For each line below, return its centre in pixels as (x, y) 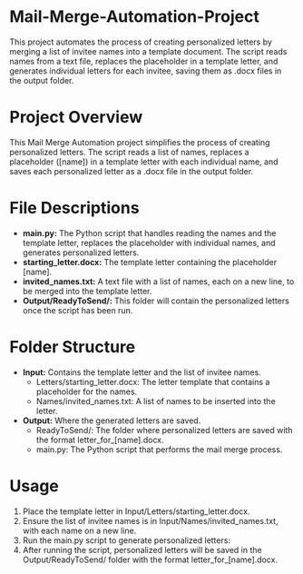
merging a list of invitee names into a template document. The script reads (148, 51)
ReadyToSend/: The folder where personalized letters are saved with (164, 430)
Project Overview (76, 118)
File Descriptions (74, 208)
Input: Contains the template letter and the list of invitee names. (142, 372)
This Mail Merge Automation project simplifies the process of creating (140, 142)
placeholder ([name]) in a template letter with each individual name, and (144, 162)
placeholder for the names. (87, 391)
